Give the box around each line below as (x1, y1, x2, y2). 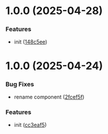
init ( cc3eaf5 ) (14, 122, 47, 129)
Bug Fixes (5, 80, 35, 88)
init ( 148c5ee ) (14, 38, 48, 45)
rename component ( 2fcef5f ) (14, 93, 85, 101)
